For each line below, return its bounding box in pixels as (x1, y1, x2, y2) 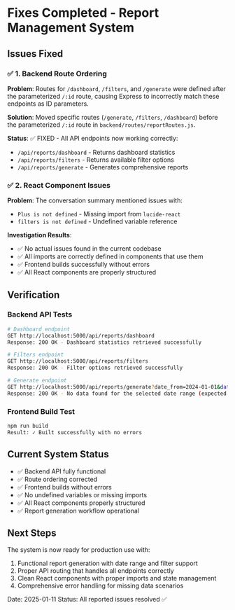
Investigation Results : (7, 231, 72, 240)
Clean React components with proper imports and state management (17, 574, 217, 583)
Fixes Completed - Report (7, 5, 159, 21)
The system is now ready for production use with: (7, 546, 150, 554)
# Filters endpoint (7, 352, 64, 359)
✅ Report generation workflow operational (17, 506, 140, 515)
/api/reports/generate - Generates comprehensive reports (17, 162, 189, 171)
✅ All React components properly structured (17, 499, 145, 507)
